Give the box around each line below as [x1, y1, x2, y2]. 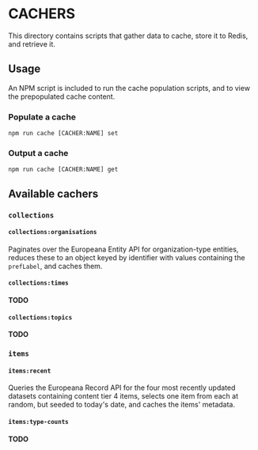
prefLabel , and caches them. [8, 261, 103, 270]
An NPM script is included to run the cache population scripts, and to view [8, 83, 251, 93]
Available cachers [8, 187, 99, 200]
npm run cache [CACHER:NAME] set [8, 130, 119, 138]
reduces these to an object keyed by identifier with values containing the [8, 252, 245, 262]
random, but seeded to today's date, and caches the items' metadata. [8, 400, 236, 410]
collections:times [8, 279, 69, 287]
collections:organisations [8, 229, 97, 236]
